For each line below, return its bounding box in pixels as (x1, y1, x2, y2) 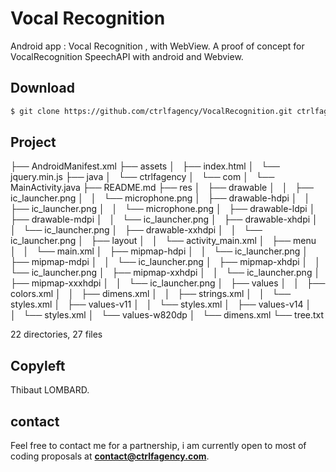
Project (10, 134, 57, 151)
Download (10, 80, 75, 97)
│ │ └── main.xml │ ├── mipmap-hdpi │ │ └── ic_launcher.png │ (10, 245, 309, 257)
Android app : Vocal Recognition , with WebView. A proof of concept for (10, 40, 305, 52)
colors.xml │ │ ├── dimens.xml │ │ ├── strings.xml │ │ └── (10, 288, 292, 300)
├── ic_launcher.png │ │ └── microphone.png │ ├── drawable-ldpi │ (10, 203, 316, 215)
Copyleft (10, 357, 66, 374)
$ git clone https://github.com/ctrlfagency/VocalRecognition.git (10, 106, 293, 116)
